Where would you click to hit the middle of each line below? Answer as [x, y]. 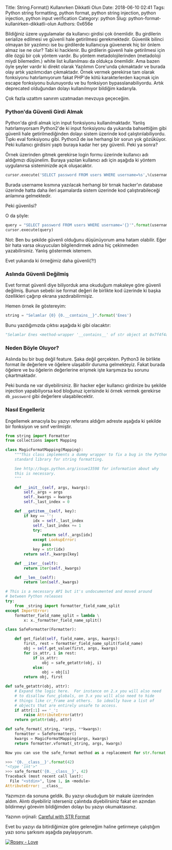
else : [38, 667]
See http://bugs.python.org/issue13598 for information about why [87, 468]
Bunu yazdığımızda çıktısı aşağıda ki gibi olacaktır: [58, 325]
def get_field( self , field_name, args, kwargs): [67, 639]
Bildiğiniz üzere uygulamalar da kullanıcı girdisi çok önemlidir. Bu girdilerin [83, 34]
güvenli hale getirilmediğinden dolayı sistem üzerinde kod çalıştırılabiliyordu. [85, 134]
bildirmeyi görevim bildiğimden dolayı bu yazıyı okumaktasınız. [71, 806]
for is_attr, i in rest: [50, 653]
